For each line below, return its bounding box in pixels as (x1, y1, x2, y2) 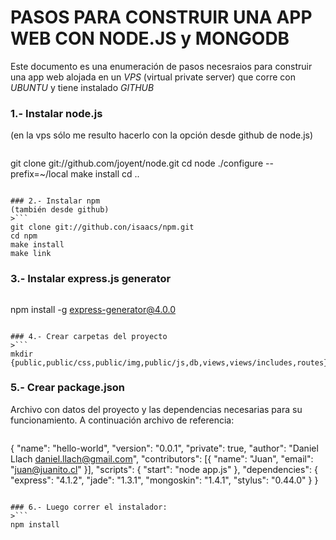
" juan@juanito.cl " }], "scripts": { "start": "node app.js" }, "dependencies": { (10, 463, 318, 475)
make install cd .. (70, 168, 140, 180)
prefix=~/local (10, 168, 69, 180)
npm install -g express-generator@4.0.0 (10, 303, 176, 315)
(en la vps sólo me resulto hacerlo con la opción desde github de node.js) (10, 129, 314, 141)
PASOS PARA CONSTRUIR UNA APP (10, 6, 313, 29)
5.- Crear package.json (10, 381, 126, 395)
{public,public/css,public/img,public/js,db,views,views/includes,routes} (10, 357, 329, 368)
